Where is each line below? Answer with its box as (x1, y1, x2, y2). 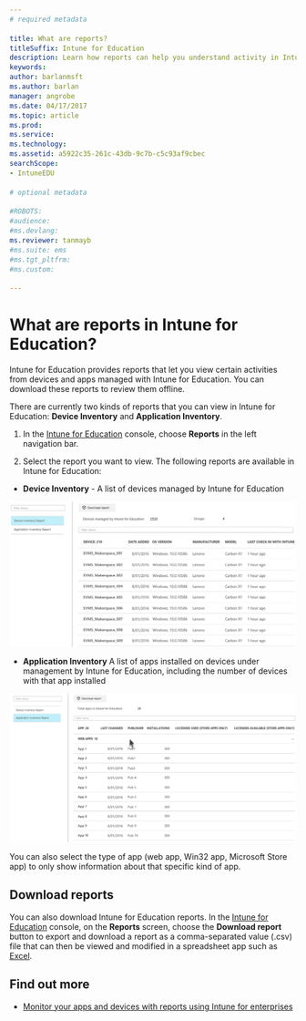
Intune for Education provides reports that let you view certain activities (9, 365, 278, 376)
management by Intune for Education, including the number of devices (22, 665, 289, 676)
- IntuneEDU (9, 169, 55, 178)
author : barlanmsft (9, 73, 84, 82)
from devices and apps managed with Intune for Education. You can (9, 374, 264, 385)
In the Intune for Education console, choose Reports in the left (22, 428, 257, 439)
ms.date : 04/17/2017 (9, 101, 88, 110)
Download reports (9, 887, 114, 902)
